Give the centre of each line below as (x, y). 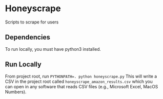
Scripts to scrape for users (32, 22)
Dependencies (28, 37)
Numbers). (16, 92)
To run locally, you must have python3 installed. (53, 49)
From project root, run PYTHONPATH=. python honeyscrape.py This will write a (81, 76)
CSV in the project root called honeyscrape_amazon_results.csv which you (79, 81)
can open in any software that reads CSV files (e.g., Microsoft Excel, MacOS (81, 86)
